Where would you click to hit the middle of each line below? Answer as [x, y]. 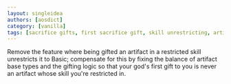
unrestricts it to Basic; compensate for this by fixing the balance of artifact [112, 59]
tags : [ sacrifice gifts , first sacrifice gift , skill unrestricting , [109, 32]
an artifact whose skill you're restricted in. [66, 74]
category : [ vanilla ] [37, 26]
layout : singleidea [35, 13]
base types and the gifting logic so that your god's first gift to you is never [112, 66]
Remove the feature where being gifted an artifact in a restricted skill [104, 52]
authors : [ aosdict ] [35, 20]
